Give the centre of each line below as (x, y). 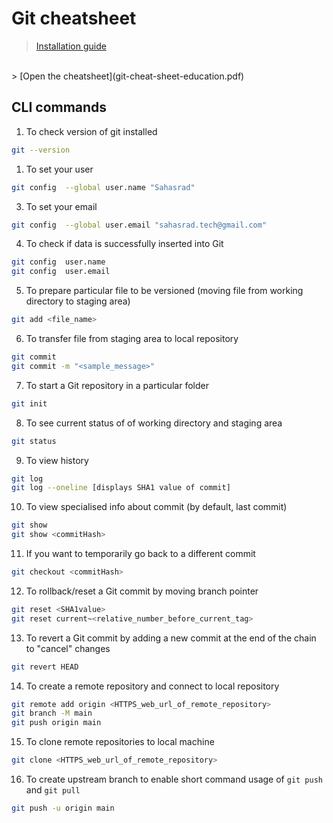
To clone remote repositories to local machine (120, 742)
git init (29, 403)
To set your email (61, 206)
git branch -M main (52, 713)
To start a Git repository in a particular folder (117, 385)
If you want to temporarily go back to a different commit (140, 553)
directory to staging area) (78, 301)
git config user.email (61, 272)
